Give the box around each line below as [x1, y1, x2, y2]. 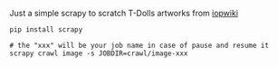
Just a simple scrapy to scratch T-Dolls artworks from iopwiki [9, 8, 238, 18]
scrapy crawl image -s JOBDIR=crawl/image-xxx [9, 49, 188, 58]
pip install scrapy [9, 25, 83, 34]
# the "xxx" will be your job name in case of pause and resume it [9, 41, 270, 50]
